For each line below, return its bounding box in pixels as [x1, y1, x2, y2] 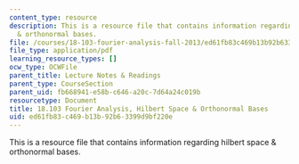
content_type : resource [9, 12, 98, 22]
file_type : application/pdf [9, 46, 114, 55]
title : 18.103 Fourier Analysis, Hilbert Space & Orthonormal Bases [9, 104, 269, 113]
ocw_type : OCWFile [9, 63, 77, 72]
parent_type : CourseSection [9, 79, 114, 88]
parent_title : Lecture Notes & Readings [9, 71, 162, 80]
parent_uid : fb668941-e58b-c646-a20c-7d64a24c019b [9, 87, 201, 96]
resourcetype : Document [9, 95, 98, 105]
